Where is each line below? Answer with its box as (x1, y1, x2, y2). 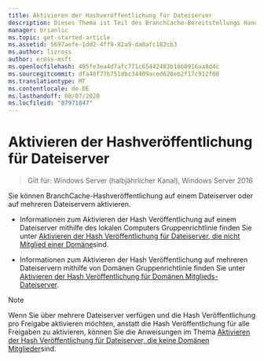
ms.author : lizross (8, 48, 72, 56)
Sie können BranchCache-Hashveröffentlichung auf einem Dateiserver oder (8, 191, 254, 201)
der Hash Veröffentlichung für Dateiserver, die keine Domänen (8, 336, 210, 345)
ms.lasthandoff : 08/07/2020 (8, 92, 101, 100)
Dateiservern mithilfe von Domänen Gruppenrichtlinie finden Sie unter (19, 263, 246, 273)
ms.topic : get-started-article (8, 33, 111, 42)
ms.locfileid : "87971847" (8, 99, 93, 107)
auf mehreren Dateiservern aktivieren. (8, 200, 131, 209)
